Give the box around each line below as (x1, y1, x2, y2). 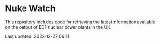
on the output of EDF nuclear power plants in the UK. (5, 24, 112, 29)
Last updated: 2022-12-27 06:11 (5, 33, 69, 39)
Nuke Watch (5, 3, 56, 14)
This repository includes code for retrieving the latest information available (5, 19, 156, 25)
